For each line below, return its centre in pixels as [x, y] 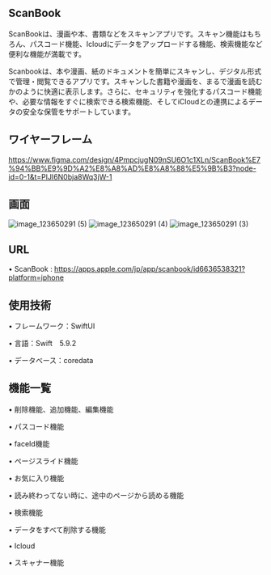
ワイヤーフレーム [51, 140]
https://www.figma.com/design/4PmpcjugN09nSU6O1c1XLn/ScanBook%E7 [135, 159]
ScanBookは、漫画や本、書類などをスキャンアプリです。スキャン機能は [128, 34]
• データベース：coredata [51, 361]
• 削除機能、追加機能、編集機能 [61, 409]
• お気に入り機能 [36, 478]
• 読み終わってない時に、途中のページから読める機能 [96, 495]
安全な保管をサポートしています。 [79, 112]
